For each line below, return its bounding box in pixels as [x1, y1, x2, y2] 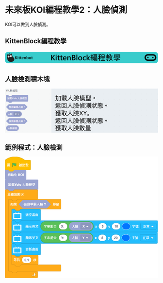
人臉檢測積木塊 [5, 75, 50, 83]
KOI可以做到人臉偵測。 [5, 21, 51, 27]
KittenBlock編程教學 [5, 37, 67, 45]
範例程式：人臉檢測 [5, 143, 63, 151]
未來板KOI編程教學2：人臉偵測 [5, 4, 128, 16]
